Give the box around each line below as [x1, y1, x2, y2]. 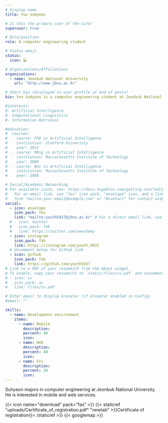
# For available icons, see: [5, 187, 66, 192]
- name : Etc [18, 359, 43, 364]
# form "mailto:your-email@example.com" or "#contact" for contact [5, 196, 153, 201]
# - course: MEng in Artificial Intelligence [5, 150, 104, 155]
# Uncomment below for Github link [9, 248, 84, 253]
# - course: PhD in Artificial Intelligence [5, 136, 101, 141]
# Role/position [5, 35, 39, 40]
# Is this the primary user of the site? [5, 21, 93, 26]
